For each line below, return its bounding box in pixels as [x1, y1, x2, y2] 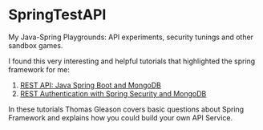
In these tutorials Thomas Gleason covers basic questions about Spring [8, 104, 245, 114]
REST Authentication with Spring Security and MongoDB [19, 88, 207, 98]
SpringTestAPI [8, 6, 107, 24]
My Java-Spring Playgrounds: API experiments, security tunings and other [8, 32, 254, 42]
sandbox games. [8, 40, 63, 50]
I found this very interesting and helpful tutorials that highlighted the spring [8, 56, 256, 66]
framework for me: [8, 64, 71, 74]
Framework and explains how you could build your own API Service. [8, 112, 233, 122]
